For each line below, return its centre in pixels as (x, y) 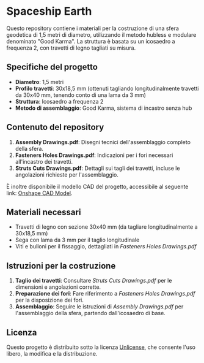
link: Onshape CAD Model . (39, 193)
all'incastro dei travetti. (44, 161)
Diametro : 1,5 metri (39, 82)
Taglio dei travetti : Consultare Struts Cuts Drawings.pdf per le (93, 281)
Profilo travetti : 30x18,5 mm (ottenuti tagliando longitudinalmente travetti (107, 88)
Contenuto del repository (55, 127)
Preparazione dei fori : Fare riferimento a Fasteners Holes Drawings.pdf (105, 294)
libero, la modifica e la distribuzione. (52, 353)
